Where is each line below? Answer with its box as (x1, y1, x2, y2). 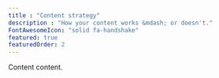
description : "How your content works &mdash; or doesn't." (8, 19, 213, 27)
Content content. (8, 62, 63, 72)
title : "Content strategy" (8, 11, 101, 20)
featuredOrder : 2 (8, 41, 65, 49)
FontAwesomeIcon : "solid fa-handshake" (8, 26, 139, 34)
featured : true (8, 33, 58, 42)
